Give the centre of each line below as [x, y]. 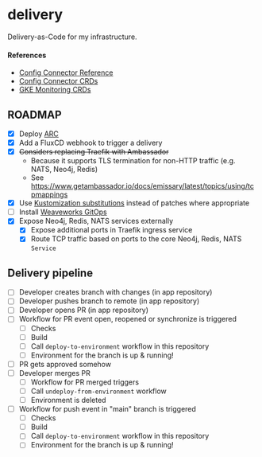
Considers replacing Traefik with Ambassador [94, 152]
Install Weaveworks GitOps [63, 212]
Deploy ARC [39, 134]
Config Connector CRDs [58, 81]
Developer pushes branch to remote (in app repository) [109, 301]
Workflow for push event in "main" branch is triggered [107, 409]
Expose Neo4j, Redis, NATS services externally [96, 221]
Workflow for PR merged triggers [85, 382]
